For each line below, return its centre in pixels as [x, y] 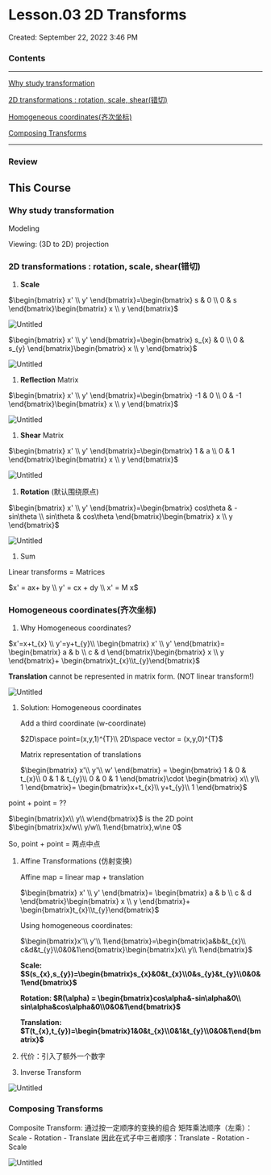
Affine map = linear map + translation [82, 877]
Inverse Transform [51, 1073]
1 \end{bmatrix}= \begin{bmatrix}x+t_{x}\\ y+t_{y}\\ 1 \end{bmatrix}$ [133, 788]
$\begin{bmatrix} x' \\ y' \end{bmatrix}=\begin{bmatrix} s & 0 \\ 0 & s [123, 300]
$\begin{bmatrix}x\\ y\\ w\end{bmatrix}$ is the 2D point [101, 819]
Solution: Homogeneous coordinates [81, 708]
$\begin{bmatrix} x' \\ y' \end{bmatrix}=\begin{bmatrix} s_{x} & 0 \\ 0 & [126, 340]
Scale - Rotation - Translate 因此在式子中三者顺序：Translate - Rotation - [129, 1137]
